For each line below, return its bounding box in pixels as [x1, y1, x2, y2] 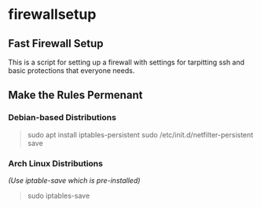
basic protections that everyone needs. [8, 66, 135, 75]
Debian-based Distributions [8, 112, 116, 123]
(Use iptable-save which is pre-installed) [8, 175, 141, 185]
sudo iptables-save [27, 191, 90, 200]
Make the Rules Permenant [8, 89, 143, 102]
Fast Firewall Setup [8, 37, 104, 50]
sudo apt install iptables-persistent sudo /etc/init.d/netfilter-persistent [27, 130, 254, 139]
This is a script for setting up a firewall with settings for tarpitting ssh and [8, 57, 245, 67]
